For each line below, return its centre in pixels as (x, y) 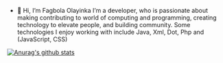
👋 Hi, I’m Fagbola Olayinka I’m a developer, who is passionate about (112, 10)
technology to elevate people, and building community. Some (104, 25)
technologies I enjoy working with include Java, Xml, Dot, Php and (110, 32)
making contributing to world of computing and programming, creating (117, 18)
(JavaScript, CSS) (42, 39)
